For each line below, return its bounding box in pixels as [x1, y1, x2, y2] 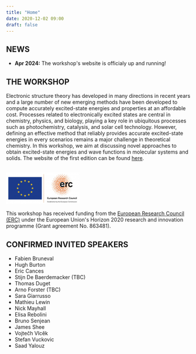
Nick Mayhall [14, 305, 46, 312]
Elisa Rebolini [14, 311, 47, 318]
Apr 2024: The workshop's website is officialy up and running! [14, 60, 167, 67]
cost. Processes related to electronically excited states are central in [6, 111, 171, 118]
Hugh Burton [14, 261, 46, 268]
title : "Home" [6, 9, 41, 15]
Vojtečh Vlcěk [14, 329, 49, 336]
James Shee [14, 323, 45, 331]
